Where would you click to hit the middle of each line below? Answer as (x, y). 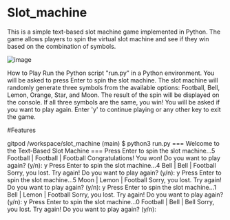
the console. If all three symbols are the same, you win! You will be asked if (114, 102)
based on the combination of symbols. (62, 46)
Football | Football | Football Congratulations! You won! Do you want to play (114, 158)
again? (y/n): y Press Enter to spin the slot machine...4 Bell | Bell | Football (112, 165)
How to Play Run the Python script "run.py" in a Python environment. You (111, 73)
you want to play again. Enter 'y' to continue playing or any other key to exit (114, 109)
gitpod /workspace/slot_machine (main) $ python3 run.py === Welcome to (114, 143)
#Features (22, 130)
